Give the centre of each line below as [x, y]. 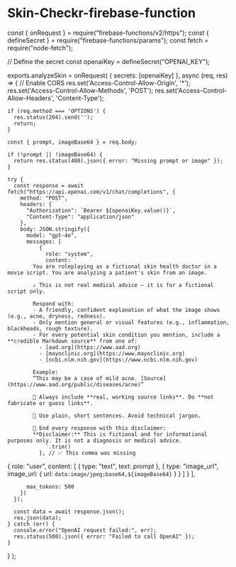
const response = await [49, 185]
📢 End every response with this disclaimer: [100, 428]
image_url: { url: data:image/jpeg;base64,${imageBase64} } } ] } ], [101, 473]
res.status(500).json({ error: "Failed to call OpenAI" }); [104, 536]
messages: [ [44, 242]
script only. [27, 291]
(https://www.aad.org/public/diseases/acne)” [75, 384]
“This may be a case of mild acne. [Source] [100, 378]
